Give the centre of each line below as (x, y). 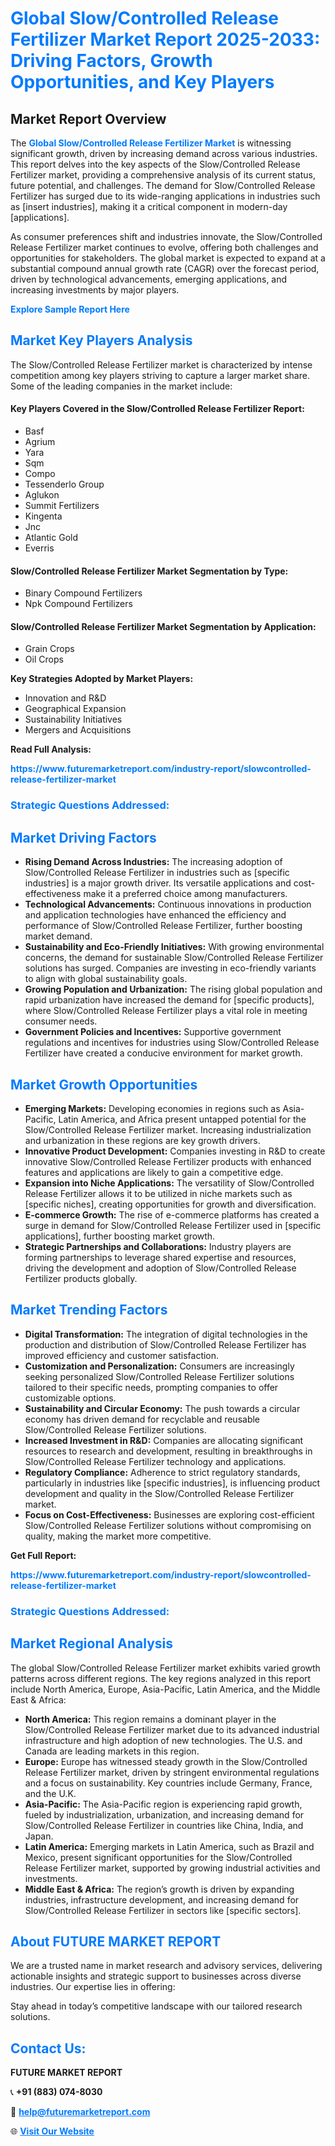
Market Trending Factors (89, 1310)
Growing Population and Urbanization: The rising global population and (173, 989)
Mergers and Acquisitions (78, 730)
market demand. (58, 936)
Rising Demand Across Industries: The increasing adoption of (153, 862)
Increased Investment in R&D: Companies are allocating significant (164, 1440)
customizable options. (70, 1398)
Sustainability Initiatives (73, 719)
